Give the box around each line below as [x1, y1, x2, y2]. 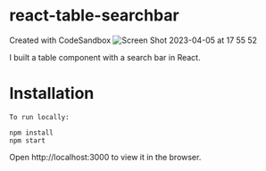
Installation [9, 84, 95, 103]
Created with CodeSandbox [9, 35, 112, 45]
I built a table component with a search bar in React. [9, 52, 201, 62]
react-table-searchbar [9, 5, 180, 26]
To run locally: [9, 112, 70, 121]
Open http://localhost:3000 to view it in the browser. [9, 151, 202, 162]
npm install [9, 128, 54, 137]
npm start [9, 135, 46, 145]
